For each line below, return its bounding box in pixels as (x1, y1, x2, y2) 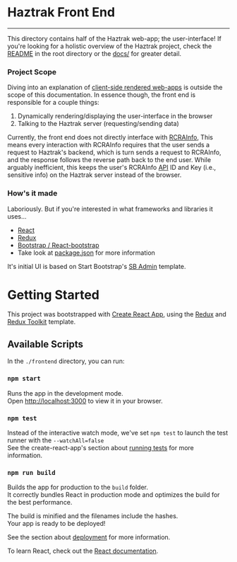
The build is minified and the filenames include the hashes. (7, 512, 178, 520)
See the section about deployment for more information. (7, 533, 171, 541)
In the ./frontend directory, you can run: (7, 357, 125, 365)
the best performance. (7, 498, 73, 507)
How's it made (7, 188, 58, 198)
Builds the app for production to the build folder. (7, 483, 149, 492)
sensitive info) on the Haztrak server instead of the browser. (7, 171, 182, 179)
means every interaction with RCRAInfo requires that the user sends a (7, 141, 210, 149)
